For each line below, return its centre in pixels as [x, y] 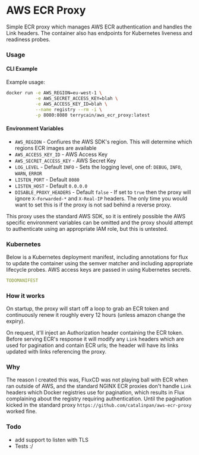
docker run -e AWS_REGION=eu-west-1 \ [54, 93]
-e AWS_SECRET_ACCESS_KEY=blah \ [77, 98]
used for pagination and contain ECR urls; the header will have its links [92, 345]
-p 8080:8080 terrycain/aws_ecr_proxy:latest [93, 115]
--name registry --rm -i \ [69, 109]
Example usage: [26, 82]
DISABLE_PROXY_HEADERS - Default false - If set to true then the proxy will [103, 192]
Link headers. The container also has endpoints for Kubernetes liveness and [99, 33]
